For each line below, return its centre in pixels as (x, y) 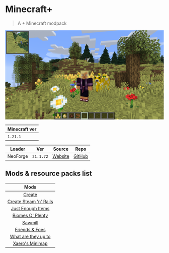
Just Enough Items (30, 208)
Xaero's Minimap (30, 243)
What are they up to (30, 236)
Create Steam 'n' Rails (30, 201)
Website (61, 156)
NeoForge (18, 156)
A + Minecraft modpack (42, 23)
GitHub (81, 156)
